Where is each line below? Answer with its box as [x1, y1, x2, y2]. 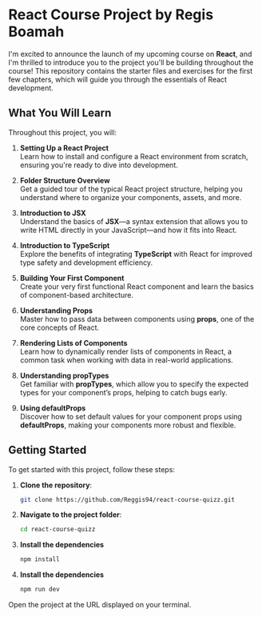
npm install [19, 555, 60, 563]
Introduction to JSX [19, 208, 86, 218]
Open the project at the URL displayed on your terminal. [8, 600, 192, 610]
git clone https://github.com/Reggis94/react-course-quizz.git [19, 495, 236, 503]
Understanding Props [19, 306, 93, 315]
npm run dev [19, 586, 60, 594]
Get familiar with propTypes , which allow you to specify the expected [19, 379, 249, 389]
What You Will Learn [8, 106, 112, 120]
